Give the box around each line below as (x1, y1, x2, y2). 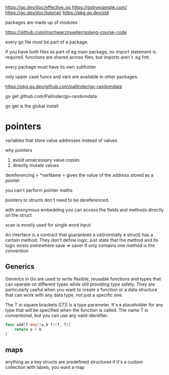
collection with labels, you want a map (5, 364, 85, 370)
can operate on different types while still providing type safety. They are (5, 281, 155, 287)
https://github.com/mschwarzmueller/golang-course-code (5, 29, 127, 35)
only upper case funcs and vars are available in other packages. (5, 74, 139, 80)
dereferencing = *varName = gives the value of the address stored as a (5, 172, 154, 178)
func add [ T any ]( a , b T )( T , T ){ (5, 322, 71, 327)
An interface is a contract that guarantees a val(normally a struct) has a (5, 232, 153, 238)
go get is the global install (5, 103, 59, 109)
